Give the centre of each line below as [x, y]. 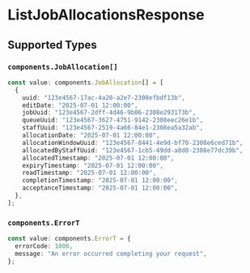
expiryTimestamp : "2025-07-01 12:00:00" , [93, 165]
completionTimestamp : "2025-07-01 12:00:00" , [100, 181]
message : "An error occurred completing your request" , [111, 254]
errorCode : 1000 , [44, 246]
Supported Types [53, 45]
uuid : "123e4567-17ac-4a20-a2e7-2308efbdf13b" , [104, 98]
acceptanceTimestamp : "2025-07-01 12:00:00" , [100, 188]
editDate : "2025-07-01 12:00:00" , [80, 105]
